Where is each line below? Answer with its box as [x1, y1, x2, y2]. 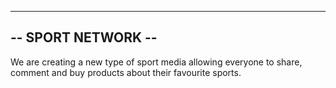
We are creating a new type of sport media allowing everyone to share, [10, 56, 303, 68]
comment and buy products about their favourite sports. [10, 66, 242, 78]
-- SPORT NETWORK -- [10, 29, 158, 46]
